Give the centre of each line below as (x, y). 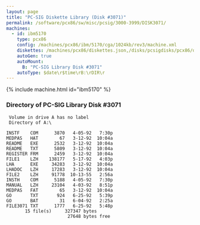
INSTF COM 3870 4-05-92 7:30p (60, 133)
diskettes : (30, 51)
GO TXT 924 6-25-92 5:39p (60, 195)
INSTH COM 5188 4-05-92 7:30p (60, 180)
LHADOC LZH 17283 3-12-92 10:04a (60, 169)
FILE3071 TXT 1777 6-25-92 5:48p (60, 206)
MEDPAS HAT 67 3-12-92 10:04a (60, 138)
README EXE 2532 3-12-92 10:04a (60, 143)
